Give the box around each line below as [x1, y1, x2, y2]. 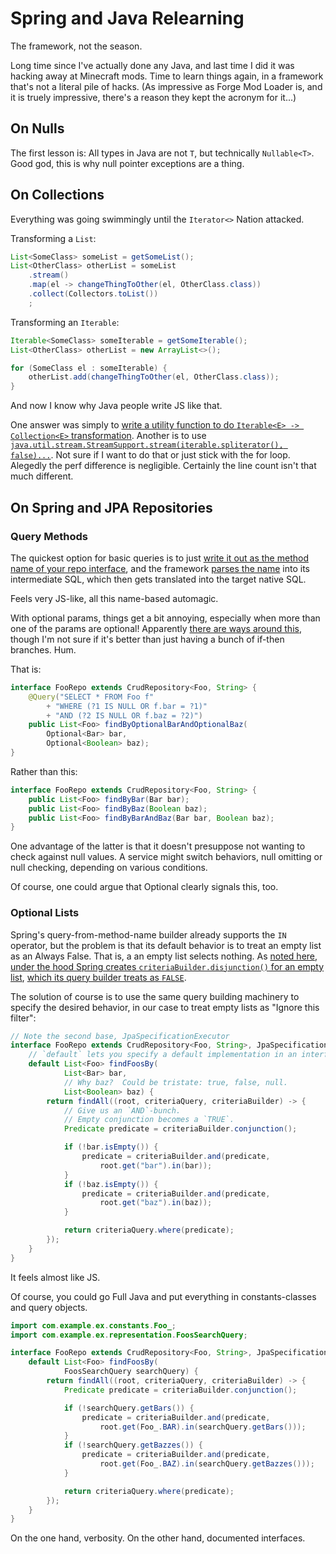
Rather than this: [10, 765, 78, 777]
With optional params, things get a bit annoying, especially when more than [10, 612, 321, 624]
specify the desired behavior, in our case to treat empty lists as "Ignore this [10, 1001, 320, 1013]
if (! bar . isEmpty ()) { [63, 1142, 159, 1152]
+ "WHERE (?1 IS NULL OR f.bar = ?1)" [46, 701, 208, 711]
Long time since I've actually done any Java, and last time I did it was [10, 59, 295, 71]
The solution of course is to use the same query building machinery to [10, 990, 300, 1002]
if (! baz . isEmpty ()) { [63, 1179, 159, 1189]
